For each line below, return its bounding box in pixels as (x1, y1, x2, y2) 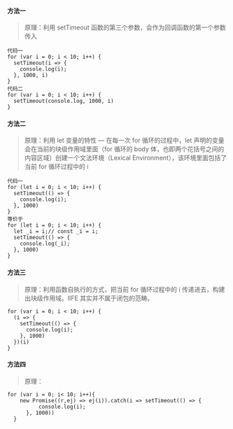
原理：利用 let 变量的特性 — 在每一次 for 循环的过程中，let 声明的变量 (24, 136, 225, 145)
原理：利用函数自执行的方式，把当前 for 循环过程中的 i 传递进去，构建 (24, 285, 225, 293)
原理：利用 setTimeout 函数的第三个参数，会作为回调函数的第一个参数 (24, 23, 226, 31)
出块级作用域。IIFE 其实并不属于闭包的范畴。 (24, 294, 154, 302)
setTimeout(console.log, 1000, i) (13, 98, 114, 105)
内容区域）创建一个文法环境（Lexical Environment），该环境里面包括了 (24, 154, 227, 162)
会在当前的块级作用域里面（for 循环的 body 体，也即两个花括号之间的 (24, 145, 225, 153)
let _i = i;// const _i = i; (13, 228, 99, 235)
